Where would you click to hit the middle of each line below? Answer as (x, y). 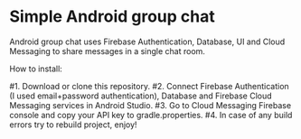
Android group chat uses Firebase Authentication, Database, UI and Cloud (147, 42)
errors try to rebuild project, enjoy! (73, 125)
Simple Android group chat (112, 17)
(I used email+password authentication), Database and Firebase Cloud (141, 96)
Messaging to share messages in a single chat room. (108, 51)
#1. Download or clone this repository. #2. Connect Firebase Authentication (149, 86)
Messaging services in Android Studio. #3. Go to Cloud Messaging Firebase (150, 105)
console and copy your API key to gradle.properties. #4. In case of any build (151, 115)
